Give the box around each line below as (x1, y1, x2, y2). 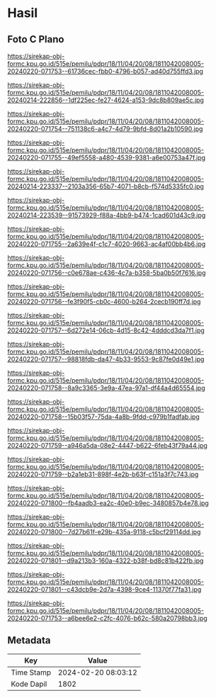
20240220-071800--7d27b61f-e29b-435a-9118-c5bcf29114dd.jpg (7, 528, 201, 536)
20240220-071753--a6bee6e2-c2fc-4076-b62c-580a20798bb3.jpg (7, 614, 208, 622)
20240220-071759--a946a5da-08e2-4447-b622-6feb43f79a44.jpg (7, 441, 208, 449)
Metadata (7, 634, 51, 646)
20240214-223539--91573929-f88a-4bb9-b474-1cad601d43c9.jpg (7, 211, 206, 219)
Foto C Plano (7, 33, 64, 45)
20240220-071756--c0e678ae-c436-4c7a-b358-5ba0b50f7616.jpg (7, 269, 206, 277)
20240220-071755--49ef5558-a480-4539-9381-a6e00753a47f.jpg (7, 154, 206, 162)
